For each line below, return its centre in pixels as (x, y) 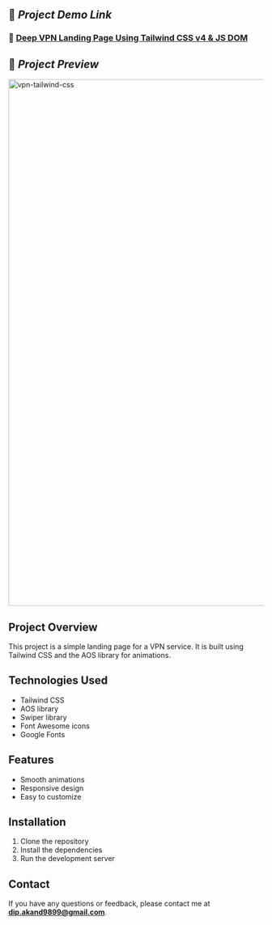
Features (31, 760)
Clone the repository (54, 842)
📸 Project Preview (54, 64)
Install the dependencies (61, 850)
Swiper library (43, 717)
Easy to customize (51, 796)
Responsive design (52, 788)
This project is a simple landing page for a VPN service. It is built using (126, 646)
